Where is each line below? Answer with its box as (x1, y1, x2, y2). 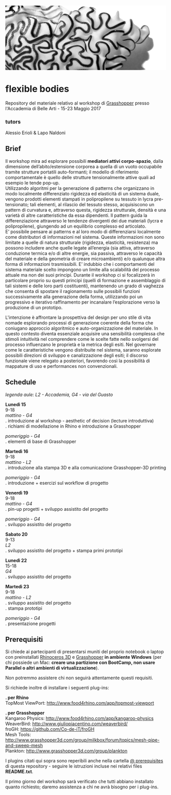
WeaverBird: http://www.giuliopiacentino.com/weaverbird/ (5, 721, 128, 727)
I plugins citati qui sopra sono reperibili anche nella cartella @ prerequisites (5, 758, 163, 764)
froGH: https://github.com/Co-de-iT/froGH (5, 726, 94, 732)
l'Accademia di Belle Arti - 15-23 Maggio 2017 (5, 105, 101, 111)
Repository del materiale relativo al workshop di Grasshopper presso (5, 100, 150, 106)
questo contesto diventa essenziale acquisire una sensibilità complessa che (5, 330, 165, 337)
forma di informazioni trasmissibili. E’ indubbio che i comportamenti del (5, 261, 155, 267)
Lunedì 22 (5, 557, 27, 563)
